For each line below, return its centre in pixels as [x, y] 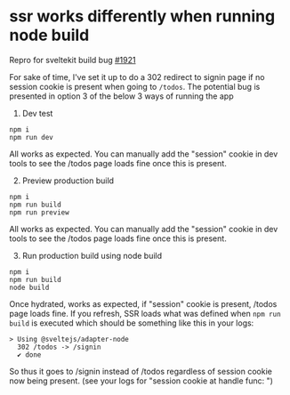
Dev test [37, 113]
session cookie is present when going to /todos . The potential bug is [135, 86]
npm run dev [31, 137]
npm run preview [39, 212]
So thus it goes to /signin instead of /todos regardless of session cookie [141, 371]
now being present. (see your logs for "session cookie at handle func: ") [141, 381]
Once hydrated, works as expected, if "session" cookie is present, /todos [143, 303]
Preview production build [68, 181]
